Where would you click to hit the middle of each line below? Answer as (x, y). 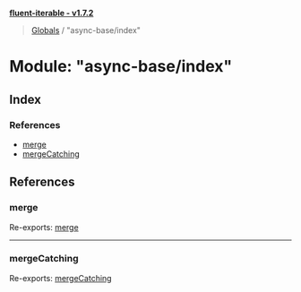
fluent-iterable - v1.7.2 (52, 13)
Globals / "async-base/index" (86, 30)
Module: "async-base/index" (121, 67)
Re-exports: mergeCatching (60, 278)
